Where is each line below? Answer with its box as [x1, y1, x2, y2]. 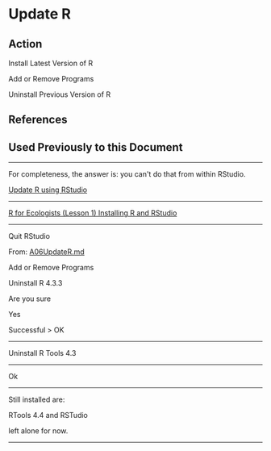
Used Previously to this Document [8, 140, 183, 154]
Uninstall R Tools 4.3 [8, 349, 77, 358]
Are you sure [8, 294, 51, 303]
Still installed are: [8, 395, 65, 404]
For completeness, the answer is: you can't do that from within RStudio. [8, 169, 246, 179]
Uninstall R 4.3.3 [8, 278, 63, 288]
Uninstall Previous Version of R [8, 90, 111, 99]
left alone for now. [8, 426, 69, 436]
